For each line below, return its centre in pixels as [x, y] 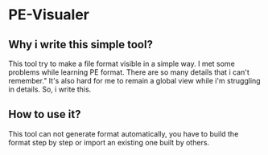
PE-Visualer [49, 15]
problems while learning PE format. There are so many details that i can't [129, 72]
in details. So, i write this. [50, 89]
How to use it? [45, 114]
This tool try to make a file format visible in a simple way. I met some [122, 63]
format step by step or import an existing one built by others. [109, 142]
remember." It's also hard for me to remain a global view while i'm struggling [134, 81]
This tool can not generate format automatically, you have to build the [124, 133]
